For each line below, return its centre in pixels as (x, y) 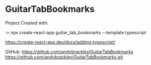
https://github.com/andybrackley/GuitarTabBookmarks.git (64, 57)
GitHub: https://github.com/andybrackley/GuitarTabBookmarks (69, 52)
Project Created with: (27, 23)
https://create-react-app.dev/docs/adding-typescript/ (60, 42)
